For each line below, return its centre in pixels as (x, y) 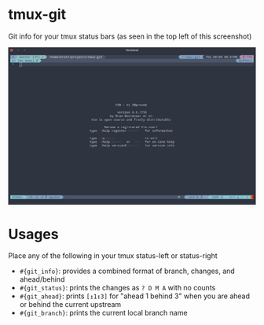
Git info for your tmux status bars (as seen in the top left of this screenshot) (130, 36)
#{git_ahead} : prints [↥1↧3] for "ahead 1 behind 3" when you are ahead (134, 296)
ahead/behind (42, 279)
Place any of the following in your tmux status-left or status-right (113, 256)
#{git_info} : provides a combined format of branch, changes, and (127, 271)
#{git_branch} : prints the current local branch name (103, 313)
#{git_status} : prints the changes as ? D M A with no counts (117, 288)
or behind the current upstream (70, 305)
